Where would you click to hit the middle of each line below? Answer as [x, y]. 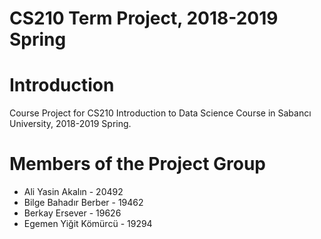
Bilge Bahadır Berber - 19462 [83, 203]
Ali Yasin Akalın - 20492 [73, 192]
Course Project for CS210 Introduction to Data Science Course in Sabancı [160, 113]
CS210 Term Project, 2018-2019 [144, 18]
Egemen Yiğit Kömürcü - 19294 [88, 224]
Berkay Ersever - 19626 [72, 213]
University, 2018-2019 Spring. [70, 124]
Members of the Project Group [138, 164]
